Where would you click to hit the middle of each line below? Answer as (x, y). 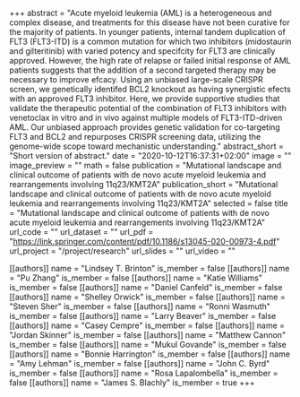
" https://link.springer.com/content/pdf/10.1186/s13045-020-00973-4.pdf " (145, 242)
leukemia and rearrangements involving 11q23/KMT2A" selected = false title (149, 203)
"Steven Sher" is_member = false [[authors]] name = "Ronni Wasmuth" (140, 306)
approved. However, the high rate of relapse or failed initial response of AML (150, 60)
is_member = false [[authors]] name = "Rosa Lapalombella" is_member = (144, 373)
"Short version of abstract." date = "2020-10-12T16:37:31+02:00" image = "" (150, 155)
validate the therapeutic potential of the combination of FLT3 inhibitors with (148, 108)
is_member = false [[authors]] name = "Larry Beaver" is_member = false (143, 316)
